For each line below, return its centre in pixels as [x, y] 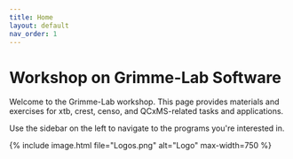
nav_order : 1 [33, 34]
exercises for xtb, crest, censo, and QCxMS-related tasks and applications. [146, 111]
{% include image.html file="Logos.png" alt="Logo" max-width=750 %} [141, 146]
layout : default [39, 26]
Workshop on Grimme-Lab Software [145, 77]
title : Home [31, 17]
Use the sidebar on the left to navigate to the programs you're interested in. [147, 128]
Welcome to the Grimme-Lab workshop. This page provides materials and [144, 102]
